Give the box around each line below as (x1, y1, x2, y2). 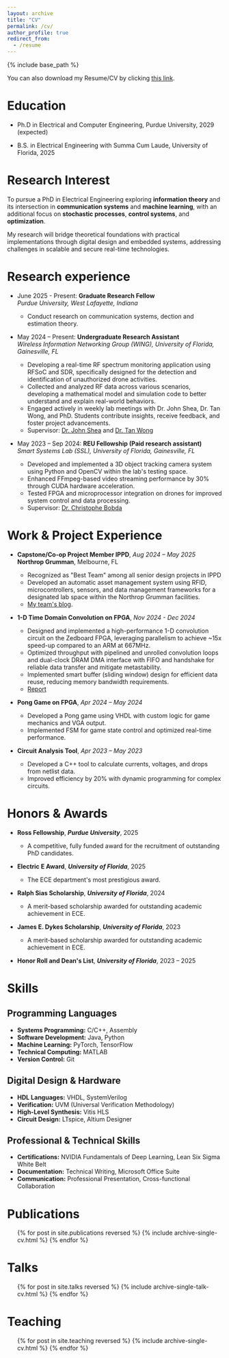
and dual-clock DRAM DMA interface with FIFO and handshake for (27, 655, 215, 664)
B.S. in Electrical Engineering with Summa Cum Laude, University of (16, 141, 208, 149)
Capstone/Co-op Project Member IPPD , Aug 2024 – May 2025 (16, 550, 196, 559)
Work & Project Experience (7, 528, 163, 543)
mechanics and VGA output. (27, 718, 107, 727)
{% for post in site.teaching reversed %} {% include (16, 1337, 163, 1345)
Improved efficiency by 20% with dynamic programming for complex (27, 774, 221, 782)
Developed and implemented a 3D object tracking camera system (27, 460, 212, 468)
